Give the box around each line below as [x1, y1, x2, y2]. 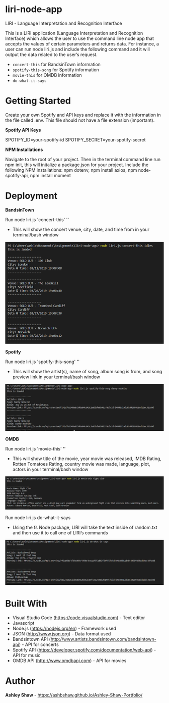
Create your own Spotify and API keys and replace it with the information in [5, 112, 161, 118]
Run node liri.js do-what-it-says [5, 514, 71, 521]
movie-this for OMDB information [12, 72, 82, 78]
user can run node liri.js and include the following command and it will [5, 46, 150, 52]
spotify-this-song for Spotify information [12, 67, 99, 73]
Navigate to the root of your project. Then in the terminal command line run [5, 156, 161, 162]
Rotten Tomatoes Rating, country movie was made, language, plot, [12, 461, 150, 467]
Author [5, 675, 35, 687]
